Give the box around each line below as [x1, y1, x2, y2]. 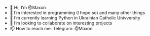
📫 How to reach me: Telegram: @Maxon [9, 26, 93, 31]
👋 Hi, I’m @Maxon [9, 5, 46, 10]
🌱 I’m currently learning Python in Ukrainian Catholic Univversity [9, 15, 141, 20]
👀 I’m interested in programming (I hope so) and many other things [9, 10, 145, 16]
